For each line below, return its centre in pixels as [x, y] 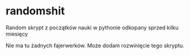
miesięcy [17, 33]
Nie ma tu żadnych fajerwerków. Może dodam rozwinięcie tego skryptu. [95, 45]
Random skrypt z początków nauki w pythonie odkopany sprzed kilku [92, 27]
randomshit [35, 11]
